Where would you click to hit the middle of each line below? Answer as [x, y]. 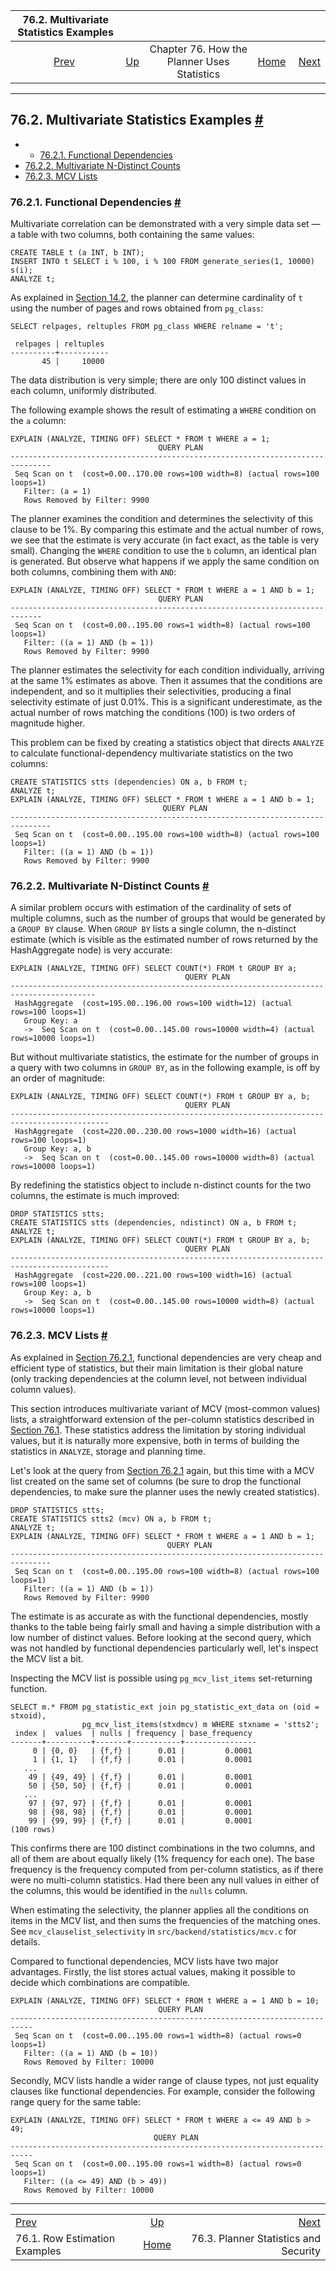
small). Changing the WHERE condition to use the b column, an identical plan [163, 551]
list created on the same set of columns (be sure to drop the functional [156, 1481]
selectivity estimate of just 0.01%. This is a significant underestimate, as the [166, 702]
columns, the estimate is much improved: [95, 1196]
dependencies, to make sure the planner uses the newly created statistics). [165, 1491]
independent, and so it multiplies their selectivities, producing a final [151, 691]
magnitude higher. [48, 723]
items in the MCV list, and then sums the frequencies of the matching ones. [165, 1920]
